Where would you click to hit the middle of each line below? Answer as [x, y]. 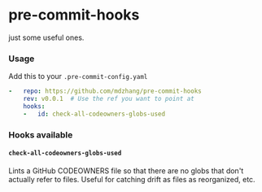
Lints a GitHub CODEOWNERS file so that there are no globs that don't [126, 170]
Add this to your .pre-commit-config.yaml [78, 76]
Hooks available [41, 134]
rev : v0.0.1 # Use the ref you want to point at [109, 99]
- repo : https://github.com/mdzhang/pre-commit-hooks [105, 91]
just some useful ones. [46, 37]
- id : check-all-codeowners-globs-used [94, 114]
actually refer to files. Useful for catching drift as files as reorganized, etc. [132, 179]
